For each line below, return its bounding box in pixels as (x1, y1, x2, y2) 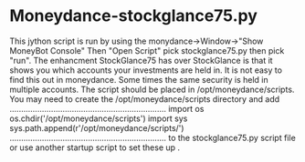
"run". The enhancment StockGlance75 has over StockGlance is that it (9, 55, 273, 66)
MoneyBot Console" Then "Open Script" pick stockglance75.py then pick (9, 45, 285, 56)
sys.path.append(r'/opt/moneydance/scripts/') (9, 122, 184, 133)
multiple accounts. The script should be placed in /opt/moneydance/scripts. (9, 84, 295, 95)
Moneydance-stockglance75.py (9, 5, 258, 26)
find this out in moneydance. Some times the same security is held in (9, 74, 269, 85)
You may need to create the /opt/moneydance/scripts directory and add (9, 93, 280, 105)
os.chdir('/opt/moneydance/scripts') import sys (9, 113, 188, 124)
